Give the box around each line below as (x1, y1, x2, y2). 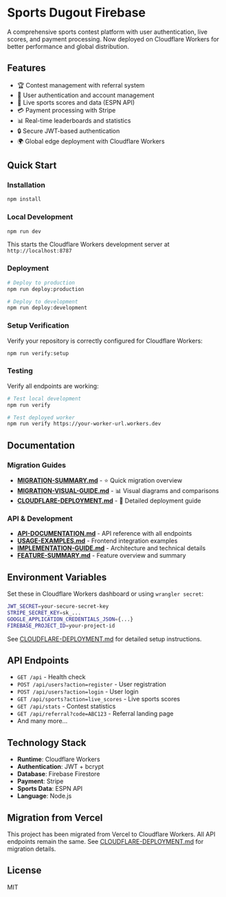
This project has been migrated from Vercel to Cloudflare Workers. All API (7, 829, 216, 838)
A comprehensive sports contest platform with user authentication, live (7, 28, 208, 36)
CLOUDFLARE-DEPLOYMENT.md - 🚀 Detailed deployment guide (16, 496, 201, 505)
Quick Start (7, 160, 57, 172)
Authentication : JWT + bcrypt (16, 763, 104, 771)
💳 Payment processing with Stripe (16, 105, 116, 114)
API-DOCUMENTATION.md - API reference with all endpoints (16, 530, 192, 538)
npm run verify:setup (7, 350, 69, 356)
